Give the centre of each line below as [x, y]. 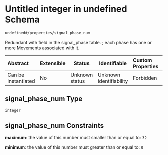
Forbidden [145, 78]
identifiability [113, 81]
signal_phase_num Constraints [54, 126]
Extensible [53, 63]
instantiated [21, 81]
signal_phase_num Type [44, 99]
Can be [16, 75]
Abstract [18, 63]
